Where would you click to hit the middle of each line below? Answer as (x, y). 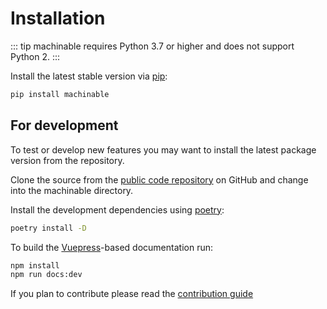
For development (64, 125)
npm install (35, 265)
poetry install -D (48, 228)
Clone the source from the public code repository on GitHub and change (159, 179)
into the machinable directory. (72, 190)
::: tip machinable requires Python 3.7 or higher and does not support (152, 46)
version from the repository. (67, 160)
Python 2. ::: (35, 56)
